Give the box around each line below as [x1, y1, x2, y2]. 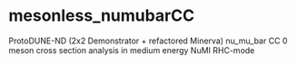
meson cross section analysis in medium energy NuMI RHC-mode [8, 44, 255, 55]
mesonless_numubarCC [8, 5, 195, 26]
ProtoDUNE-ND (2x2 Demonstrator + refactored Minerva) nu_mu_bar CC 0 [8, 35, 288, 46]
